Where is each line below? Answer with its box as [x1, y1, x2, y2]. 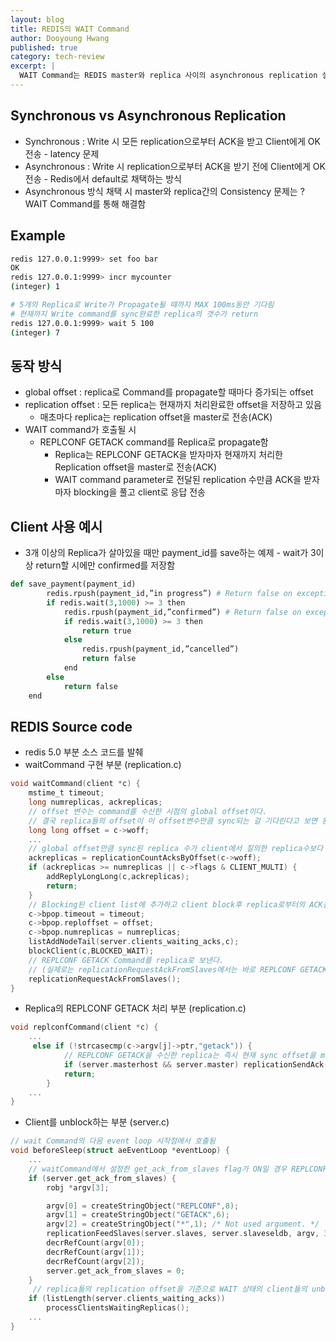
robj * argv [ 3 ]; [46, 1182, 110, 1193]
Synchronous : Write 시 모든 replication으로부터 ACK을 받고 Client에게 [24, 135, 306, 147]
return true [81, 626, 132, 636]
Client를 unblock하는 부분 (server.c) [24, 1116, 170, 1128]
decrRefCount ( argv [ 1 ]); [46, 1247, 145, 1257]
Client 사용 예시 [10, 518, 103, 535]
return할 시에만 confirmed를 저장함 [35, 559, 176, 571]
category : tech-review [10, 52, 105, 62]
